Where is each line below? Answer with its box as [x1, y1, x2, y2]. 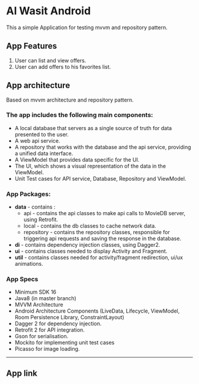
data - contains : [14, 203, 56, 210]
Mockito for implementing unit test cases [14, 339, 115, 346]
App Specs [6, 275, 38, 284]
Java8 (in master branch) [14, 295, 77, 302]
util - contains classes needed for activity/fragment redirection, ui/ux [14, 254, 184, 261]
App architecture [6, 80, 70, 90]
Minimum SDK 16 [14, 288, 57, 295]
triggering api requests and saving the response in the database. [23, 235, 182, 242]
